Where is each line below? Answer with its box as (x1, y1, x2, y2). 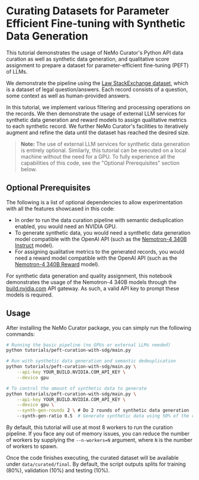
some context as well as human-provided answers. (6, 92, 131, 99)
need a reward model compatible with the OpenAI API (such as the (14, 254, 178, 261)
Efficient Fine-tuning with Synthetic (6, 17, 185, 30)
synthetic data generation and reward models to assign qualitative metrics (6, 116, 187, 123)
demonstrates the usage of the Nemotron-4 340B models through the (6, 278, 176, 286)
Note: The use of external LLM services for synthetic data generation (20, 140, 190, 147)
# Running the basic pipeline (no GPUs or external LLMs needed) (6, 342, 171, 348)
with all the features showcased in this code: (6, 205, 115, 212)
